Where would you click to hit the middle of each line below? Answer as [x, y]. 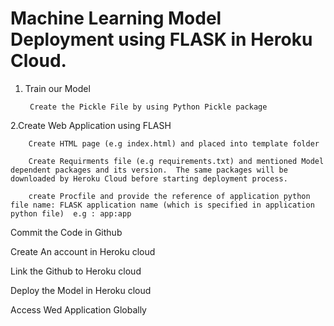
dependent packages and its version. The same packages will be [149, 170]
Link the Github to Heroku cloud [76, 271]
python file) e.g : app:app [71, 213]
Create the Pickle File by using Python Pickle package [148, 107]
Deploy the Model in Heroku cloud [81, 290]
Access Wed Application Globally [78, 309]
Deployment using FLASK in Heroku [161, 39]
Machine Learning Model [116, 18]
